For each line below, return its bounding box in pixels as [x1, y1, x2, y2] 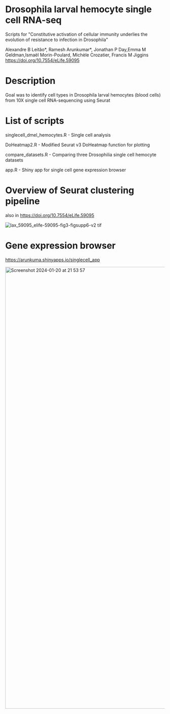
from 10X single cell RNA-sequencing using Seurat [5, 97, 110, 103]
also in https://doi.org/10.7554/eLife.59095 [5, 212, 95, 218]
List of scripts [5, 115, 64, 127]
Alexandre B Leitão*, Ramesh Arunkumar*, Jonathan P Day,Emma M [5, 46, 146, 52]
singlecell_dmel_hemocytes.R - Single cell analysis [5, 132, 111, 138]
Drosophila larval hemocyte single [5, 4, 152, 15]
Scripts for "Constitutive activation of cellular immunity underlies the [5, 31, 148, 37]
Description [5, 75, 56, 87]
